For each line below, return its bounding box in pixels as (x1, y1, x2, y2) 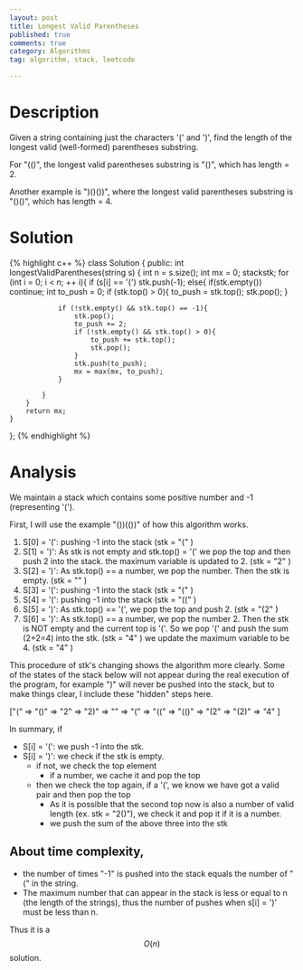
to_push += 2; (73, 319, 128, 328)
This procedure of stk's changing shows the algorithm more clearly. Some (9, 659, 286, 670)
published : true (9, 30, 71, 39)
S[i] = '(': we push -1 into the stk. (22, 740, 145, 751)
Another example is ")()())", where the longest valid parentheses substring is (9, 186, 294, 197)
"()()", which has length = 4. (9, 195, 113, 206)
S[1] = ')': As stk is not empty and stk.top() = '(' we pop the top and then (22, 546, 291, 557)
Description (9, 102, 99, 123)
